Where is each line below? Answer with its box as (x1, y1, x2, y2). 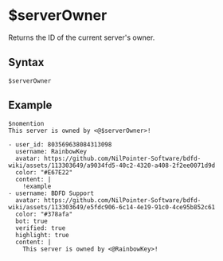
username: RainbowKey (15, 147, 88, 155)
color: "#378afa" (15, 210, 73, 218)
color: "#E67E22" (15, 168, 73, 177)
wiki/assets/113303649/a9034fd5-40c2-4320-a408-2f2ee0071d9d (8, 162, 216, 169)
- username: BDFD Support (8, 189, 94, 197)
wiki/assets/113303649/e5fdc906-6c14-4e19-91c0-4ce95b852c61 (8, 203, 216, 211)
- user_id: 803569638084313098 (8, 140, 112, 149)
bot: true (15, 217, 48, 225)
